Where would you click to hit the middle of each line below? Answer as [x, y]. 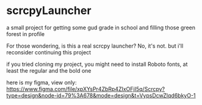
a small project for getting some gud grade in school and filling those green [101, 27]
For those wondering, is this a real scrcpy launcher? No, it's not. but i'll [95, 46]
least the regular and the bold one [49, 70]
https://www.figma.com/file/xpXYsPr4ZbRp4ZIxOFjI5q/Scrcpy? [86, 89]
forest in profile [26, 34]
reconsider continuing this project [49, 52]
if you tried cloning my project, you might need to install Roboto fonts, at [97, 64]
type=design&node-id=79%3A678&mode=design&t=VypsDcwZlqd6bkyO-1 [101, 95]
